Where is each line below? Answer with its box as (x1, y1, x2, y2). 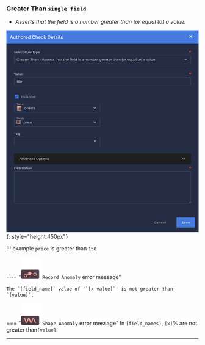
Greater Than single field (6, 4, 87, 13)
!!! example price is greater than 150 (6, 244, 97, 252)
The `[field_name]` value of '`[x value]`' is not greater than (6, 286, 173, 292)
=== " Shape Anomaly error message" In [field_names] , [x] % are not (6, 319, 198, 327)
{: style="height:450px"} (6, 233, 68, 240)
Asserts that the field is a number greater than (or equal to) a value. (15, 18, 186, 26)
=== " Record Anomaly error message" (6, 273, 121, 280)
